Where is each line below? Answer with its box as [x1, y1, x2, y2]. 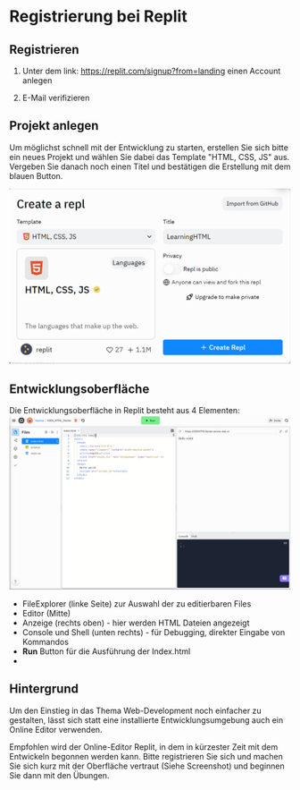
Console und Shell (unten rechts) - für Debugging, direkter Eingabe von [21, 626, 286, 637]
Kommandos [21, 636, 70, 647]
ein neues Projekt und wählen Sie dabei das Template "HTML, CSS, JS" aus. [9, 151, 290, 162]
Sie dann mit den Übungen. [9, 769, 110, 780]
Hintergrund [9, 682, 79, 697]
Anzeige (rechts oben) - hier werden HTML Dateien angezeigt [21, 617, 250, 628]
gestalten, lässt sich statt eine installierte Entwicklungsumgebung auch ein [9, 714, 284, 726]
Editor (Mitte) [21, 607, 71, 618]
